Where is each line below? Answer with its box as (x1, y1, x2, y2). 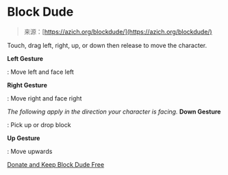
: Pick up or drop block (7, 120, 71, 129)
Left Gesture (7, 54, 43, 62)
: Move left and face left (7, 68, 74, 76)
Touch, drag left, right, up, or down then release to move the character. (7, 41, 207, 49)
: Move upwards (7, 147, 53, 155)
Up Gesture (7, 134, 40, 142)
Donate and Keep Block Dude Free (7, 160, 105, 168)
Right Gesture (7, 81, 48, 89)
